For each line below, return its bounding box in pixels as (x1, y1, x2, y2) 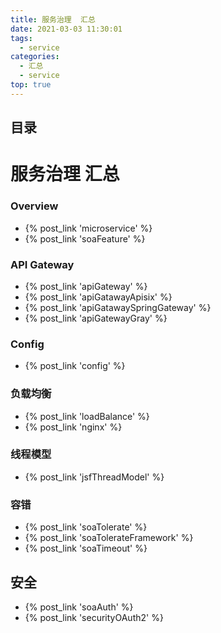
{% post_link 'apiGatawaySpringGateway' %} (24, 301, 212, 313)
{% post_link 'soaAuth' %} (24, 601, 134, 613)
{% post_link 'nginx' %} (24, 421, 123, 433)
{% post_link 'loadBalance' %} (24, 410, 150, 422)
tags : (10, 33, 33, 43)
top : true (10, 80, 52, 90)
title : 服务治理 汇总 (10, 14, 96, 25)
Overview (10, 199, 59, 213)
